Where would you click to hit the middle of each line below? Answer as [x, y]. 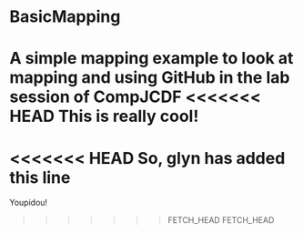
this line [40, 177]
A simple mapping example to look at [151, 59]
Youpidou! [29, 203]
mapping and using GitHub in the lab [150, 78]
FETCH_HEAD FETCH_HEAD [221, 220]
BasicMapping [65, 17]
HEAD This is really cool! [104, 116]
